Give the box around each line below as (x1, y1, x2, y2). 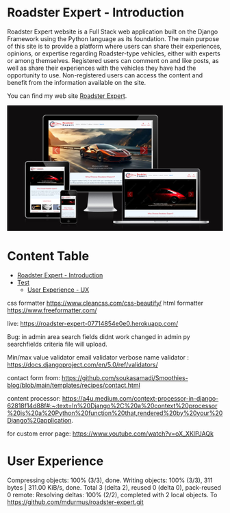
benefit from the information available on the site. (7, 78, 146, 86)
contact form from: (7, 373, 60, 381)
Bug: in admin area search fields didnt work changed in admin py (7, 332, 190, 340)
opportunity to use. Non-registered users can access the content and (7, 71, 203, 79)
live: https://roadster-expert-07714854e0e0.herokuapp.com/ (7, 319, 179, 327)
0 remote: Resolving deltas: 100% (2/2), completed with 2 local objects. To (7, 490, 218, 499)
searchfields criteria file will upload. (7, 340, 107, 348)
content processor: (7, 394, 61, 402)
